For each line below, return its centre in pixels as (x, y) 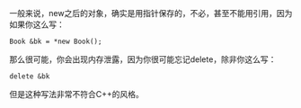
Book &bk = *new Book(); (56, 41)
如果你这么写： (37, 24)
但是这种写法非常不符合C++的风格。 (76, 94)
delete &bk (30, 76)
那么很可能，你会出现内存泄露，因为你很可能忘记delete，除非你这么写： (143, 59)
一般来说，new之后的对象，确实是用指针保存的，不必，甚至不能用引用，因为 (151, 13)
